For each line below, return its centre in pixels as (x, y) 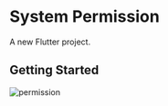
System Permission (84, 17)
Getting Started (54, 70)
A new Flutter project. (50, 42)
